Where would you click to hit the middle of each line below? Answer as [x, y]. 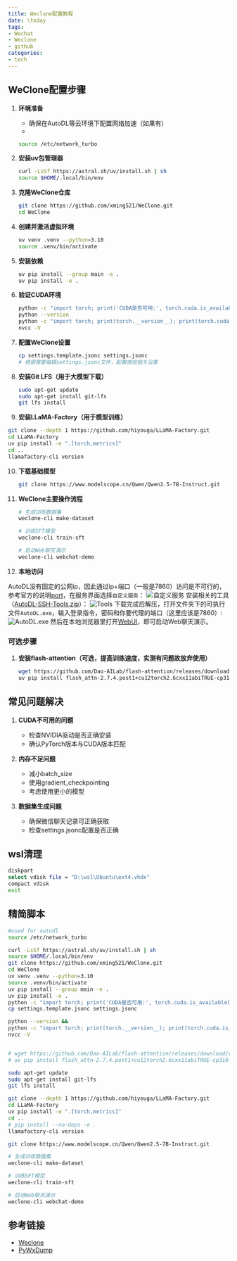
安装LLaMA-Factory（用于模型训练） [72, 417]
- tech [18, 60]
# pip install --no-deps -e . [52, 1124]
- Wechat [21, 33]
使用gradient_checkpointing [69, 782]
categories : [25, 53]
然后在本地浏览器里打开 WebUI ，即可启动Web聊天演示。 [131, 621]
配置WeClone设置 [44, 342]
